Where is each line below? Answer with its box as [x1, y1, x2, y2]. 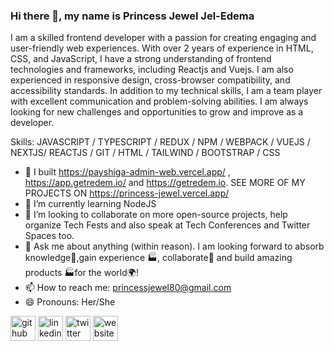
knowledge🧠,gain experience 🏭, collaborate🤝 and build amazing [24, 252, 293, 264]
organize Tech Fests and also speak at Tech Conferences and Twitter [24, 219, 311, 231]
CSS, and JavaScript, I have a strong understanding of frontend [10, 53, 272, 65]
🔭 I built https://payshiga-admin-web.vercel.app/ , [24, 166, 231, 178]
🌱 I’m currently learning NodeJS [24, 198, 157, 210]
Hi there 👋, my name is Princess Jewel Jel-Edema [10, 9, 255, 23]
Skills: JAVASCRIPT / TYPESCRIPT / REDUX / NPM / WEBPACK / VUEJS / [10, 136, 311, 148]
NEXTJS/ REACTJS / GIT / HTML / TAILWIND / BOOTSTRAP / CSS [10, 147, 281, 159]
